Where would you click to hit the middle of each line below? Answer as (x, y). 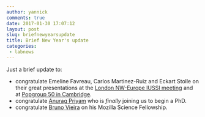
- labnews (21, 52)
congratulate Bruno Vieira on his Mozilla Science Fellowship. (91, 107)
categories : (21, 47)
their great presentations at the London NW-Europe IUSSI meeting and (104, 88)
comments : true (26, 18)
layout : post (23, 29)
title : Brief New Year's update (47, 40)
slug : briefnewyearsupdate (41, 35)
